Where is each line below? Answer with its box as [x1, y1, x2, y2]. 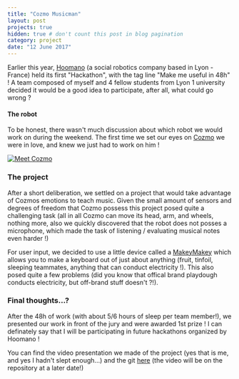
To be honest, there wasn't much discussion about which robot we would [7, 125, 223, 134]
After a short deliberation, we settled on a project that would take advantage [7, 188, 232, 197]
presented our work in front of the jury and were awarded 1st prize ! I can [7, 319, 223, 328]
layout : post [7, 17, 46, 24]
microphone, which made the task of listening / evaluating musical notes [7, 226, 220, 235]
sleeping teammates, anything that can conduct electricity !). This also [7, 263, 214, 271]
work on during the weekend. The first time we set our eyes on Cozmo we [7, 133, 225, 142]
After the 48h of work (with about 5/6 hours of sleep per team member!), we [7, 311, 232, 321]
